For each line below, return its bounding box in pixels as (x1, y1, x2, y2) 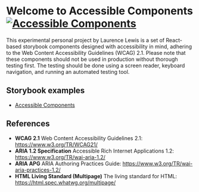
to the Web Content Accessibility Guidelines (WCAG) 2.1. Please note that (6, 49, 186, 56)
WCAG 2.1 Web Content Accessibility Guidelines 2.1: (14, 134, 143, 141)
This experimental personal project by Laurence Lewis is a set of (6, 36, 165, 44)
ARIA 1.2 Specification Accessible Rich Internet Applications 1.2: (14, 147, 175, 154)
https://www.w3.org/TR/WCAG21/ (14, 141, 98, 148)
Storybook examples (6, 85, 85, 96)
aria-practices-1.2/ (14, 166, 61, 174)
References (6, 119, 50, 129)
